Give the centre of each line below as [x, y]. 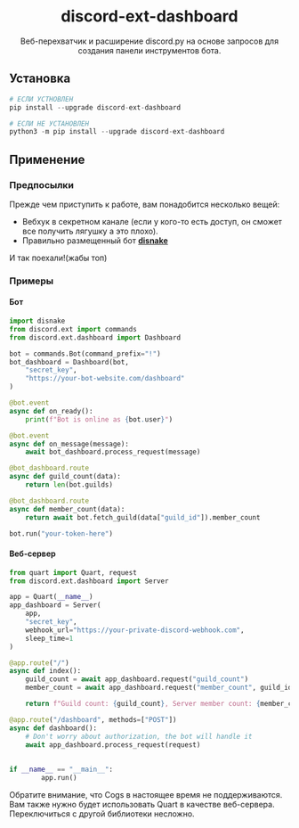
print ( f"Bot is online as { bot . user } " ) [99, 419]
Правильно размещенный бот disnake [95, 240]
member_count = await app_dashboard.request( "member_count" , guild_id [159, 688]
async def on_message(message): [69, 444]
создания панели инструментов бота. [149, 50]
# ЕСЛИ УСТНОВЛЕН [41, 99]
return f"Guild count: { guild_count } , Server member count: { [143, 704]
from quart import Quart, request [73, 572]
